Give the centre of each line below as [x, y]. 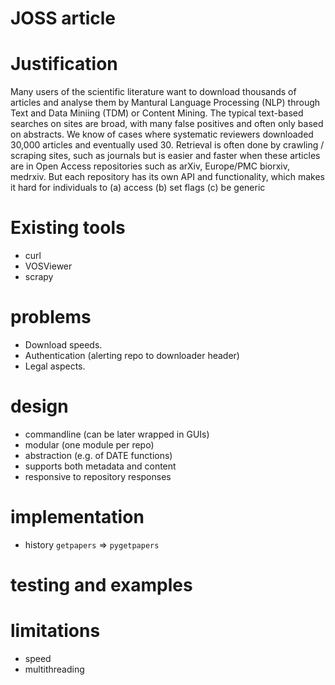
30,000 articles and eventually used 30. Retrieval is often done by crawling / [167, 145]
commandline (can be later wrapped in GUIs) [117, 434]
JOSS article [63, 18]
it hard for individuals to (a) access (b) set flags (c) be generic [138, 188]
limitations [55, 631]
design [39, 406]
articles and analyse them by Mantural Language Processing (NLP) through [165, 103]
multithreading [54, 669]
